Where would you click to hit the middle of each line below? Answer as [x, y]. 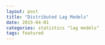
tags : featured [25, 33]
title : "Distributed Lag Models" [47, 17]
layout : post [22, 11]
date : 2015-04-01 [28, 22]
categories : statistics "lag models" [53, 28]
